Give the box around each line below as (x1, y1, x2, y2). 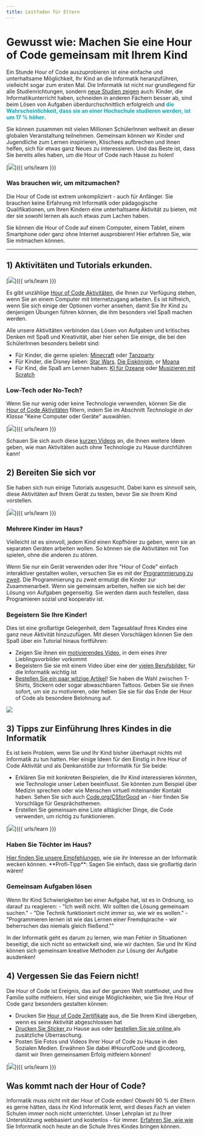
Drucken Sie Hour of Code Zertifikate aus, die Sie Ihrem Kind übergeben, (15, 1012, 197, 1019)
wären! (6, 867, 24, 874)
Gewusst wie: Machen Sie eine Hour (6, 35, 192, 49)
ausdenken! (6, 953, 36, 961)
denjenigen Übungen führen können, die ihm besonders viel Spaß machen (6, 308, 192, 315)
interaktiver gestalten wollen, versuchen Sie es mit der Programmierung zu (6, 570, 193, 577)
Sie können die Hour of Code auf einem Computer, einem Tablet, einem (6, 223, 185, 231)
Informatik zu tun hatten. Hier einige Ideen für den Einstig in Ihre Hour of (6, 756, 187, 763)
